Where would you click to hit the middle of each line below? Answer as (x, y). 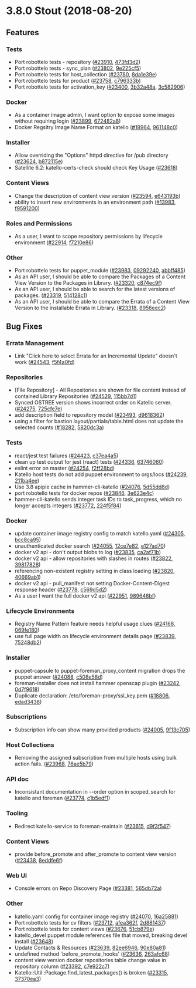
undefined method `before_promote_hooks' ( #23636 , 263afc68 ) (92, 954)
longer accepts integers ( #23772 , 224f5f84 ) (68, 505)
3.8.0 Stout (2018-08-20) (69, 11)
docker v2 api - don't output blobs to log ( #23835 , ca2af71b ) (88, 552)
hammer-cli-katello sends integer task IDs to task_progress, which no (98, 499)
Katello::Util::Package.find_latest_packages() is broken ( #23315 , (91, 972)
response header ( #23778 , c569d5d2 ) (61, 589)
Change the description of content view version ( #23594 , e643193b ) (97, 195)
